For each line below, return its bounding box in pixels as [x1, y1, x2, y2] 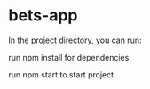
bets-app [8, 5, 78, 26]
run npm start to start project [8, 69, 114, 80]
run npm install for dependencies [8, 52, 130, 62]
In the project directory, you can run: [8, 35, 142, 45]
